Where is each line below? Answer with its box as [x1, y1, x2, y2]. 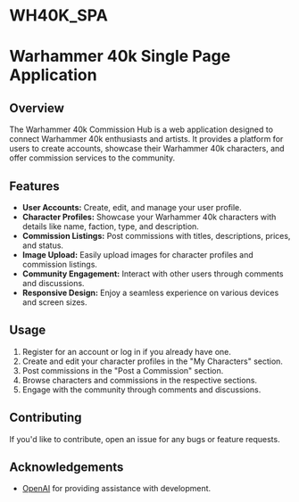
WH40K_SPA [9, 5, 109, 26]
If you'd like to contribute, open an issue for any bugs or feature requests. [9, 433, 280, 444]
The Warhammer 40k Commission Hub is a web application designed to [9, 124, 274, 135]
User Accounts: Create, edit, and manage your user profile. [21, 202, 243, 212]
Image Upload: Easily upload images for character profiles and [21, 250, 253, 259]
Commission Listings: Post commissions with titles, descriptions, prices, [21, 231, 291, 241]
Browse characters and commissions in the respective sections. [21, 374, 257, 385]
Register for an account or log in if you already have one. [21, 346, 232, 357]
